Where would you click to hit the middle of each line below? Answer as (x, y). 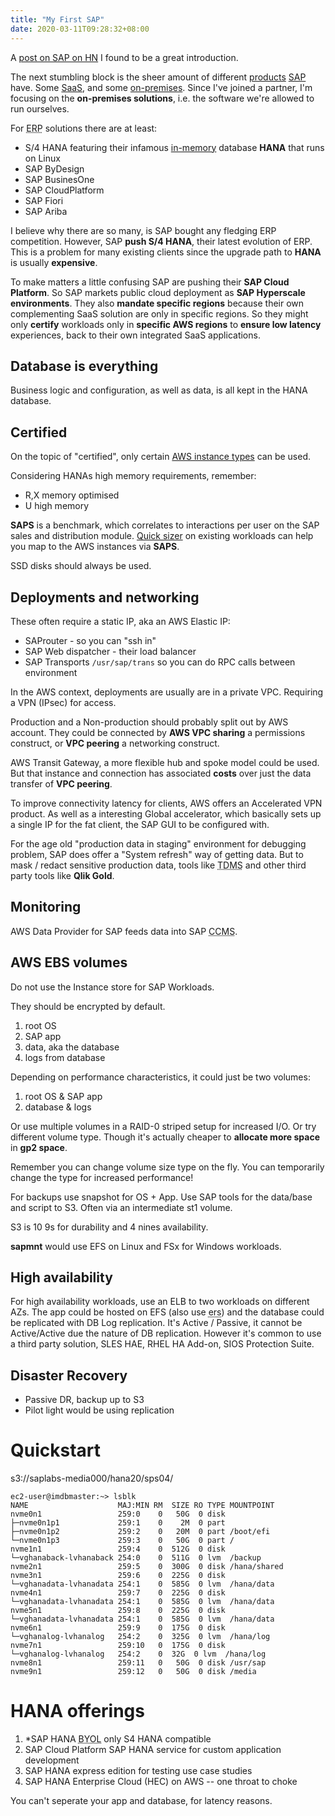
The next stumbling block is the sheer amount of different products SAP (158, 77)
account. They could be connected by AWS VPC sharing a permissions (158, 732)
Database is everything (84, 366)
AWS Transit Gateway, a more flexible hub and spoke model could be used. (165, 762)
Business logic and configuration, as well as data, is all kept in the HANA (159, 390)
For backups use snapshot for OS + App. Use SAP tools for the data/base (161, 1197)
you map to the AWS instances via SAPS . (95, 547)
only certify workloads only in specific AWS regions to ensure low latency (166, 324)
